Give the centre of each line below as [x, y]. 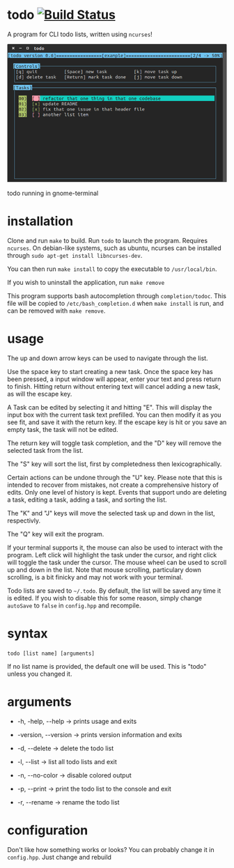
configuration [48, 830]
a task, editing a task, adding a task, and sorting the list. [87, 499]
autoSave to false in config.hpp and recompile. [74, 605]
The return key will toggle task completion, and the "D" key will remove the [114, 443]
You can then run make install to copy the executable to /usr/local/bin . [112, 269]
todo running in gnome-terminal [53, 193]
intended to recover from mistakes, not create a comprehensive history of [113, 485]
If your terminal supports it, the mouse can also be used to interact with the [115, 548]
